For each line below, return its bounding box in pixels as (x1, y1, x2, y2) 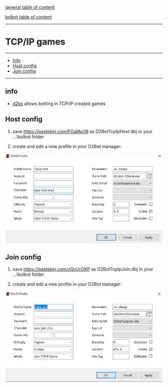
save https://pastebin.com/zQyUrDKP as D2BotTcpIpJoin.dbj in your (12, 266, 153, 272)
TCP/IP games (5, 36, 66, 48)
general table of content (5, 5, 55, 10)
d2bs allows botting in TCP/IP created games (12, 100, 106, 107)
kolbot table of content (5, 14, 52, 20)
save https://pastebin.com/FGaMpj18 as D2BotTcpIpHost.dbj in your (12, 128, 152, 134)
